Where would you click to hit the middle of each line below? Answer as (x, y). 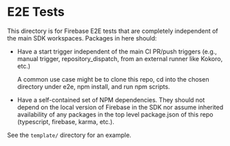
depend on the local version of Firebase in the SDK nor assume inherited (120, 107)
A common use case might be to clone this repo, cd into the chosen (113, 79)
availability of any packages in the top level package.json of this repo (115, 114)
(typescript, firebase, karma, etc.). (66, 121)
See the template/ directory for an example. (70, 135)
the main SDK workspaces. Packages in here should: (82, 38)
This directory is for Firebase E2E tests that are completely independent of (113, 31)
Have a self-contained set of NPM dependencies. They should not (111, 99)
